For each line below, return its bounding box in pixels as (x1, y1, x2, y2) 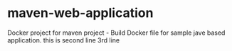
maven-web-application (7, 5, 154, 21)
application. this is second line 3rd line (7, 35, 120, 44)
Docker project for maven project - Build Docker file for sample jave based (7, 28, 226, 37)
